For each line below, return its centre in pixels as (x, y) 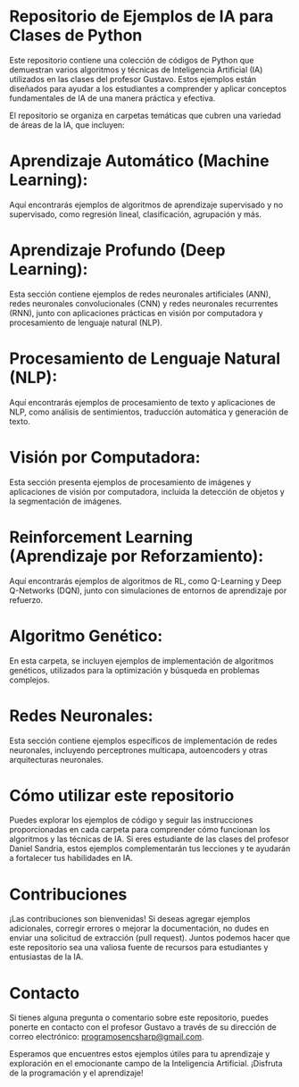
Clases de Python (76, 35)
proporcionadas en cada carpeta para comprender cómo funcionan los (140, 830)
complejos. (29, 680)
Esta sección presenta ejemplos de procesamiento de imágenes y (130, 482)
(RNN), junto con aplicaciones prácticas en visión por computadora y (136, 313)
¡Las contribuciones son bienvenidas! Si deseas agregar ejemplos (130, 919)
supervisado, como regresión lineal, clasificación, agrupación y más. (135, 214)
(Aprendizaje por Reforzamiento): (137, 556)
